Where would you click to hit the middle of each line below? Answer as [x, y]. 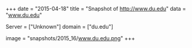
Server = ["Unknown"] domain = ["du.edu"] [60, 27]
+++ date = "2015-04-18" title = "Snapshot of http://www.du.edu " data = [96, 9]
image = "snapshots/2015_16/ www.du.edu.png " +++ [70, 38]
